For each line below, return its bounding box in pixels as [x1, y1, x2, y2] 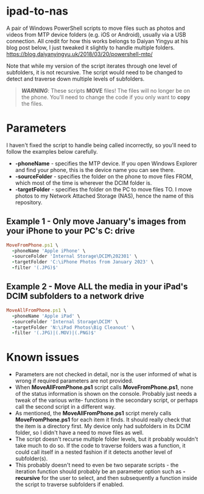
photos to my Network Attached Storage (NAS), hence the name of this [15, 192, 194, 199]
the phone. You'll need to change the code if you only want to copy [21, 93, 191, 101]
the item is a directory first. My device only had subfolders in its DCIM [15, 423, 191, 430]
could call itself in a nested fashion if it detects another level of [15, 448, 173, 456]
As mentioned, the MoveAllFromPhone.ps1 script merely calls [15, 410, 172, 417]
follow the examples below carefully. [6, 148, 98, 155]
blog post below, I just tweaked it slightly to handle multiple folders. [6, 44, 175, 51]
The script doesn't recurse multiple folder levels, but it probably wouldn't [15, 435, 199, 443]
